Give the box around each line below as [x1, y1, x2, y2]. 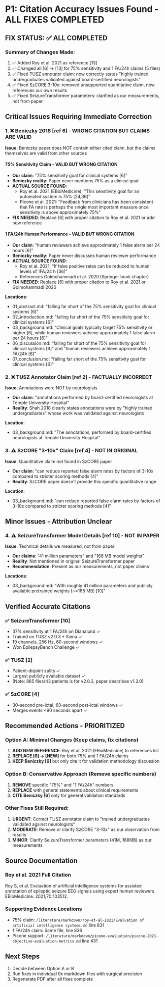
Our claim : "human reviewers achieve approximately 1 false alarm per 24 [12, 242, 160, 248]
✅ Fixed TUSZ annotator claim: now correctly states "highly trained [12, 71, 149, 77]
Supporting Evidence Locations [5, 905, 82, 912]
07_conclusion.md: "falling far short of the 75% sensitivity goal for [12, 356, 146, 362]
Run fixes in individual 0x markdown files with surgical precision [12, 971, 142, 977]
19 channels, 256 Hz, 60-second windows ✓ [12, 639, 103, 645]
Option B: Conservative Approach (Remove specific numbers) [5, 771, 157, 778]
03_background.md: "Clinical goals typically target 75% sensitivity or [12, 324, 153, 330]
